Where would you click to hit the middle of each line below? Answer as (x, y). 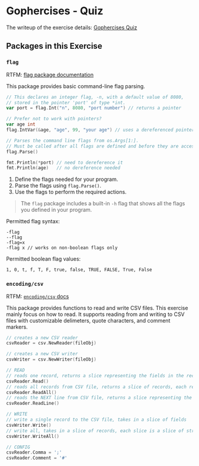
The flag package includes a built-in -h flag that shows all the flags (103, 204)
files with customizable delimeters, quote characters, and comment (88, 320)
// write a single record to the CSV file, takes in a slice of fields (96, 420)
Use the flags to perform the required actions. (70, 192)
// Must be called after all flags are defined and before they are (92, 146)
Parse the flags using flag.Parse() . (58, 186)
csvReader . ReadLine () (33, 404)
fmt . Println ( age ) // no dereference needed (63, 168)
